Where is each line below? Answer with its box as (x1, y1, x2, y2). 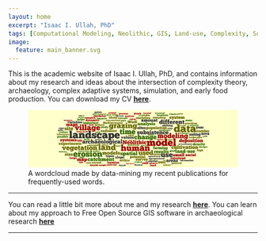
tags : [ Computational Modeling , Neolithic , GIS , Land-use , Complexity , (8, 29, 249, 37)
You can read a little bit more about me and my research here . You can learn (8, 200, 257, 209)
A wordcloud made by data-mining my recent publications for (28, 169, 229, 178)
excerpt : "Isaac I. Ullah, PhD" (8, 21, 115, 29)
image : (8, 38, 30, 46)
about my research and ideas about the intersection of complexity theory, (8, 78, 248, 87)
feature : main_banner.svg (15, 46, 101, 55)
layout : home (8, 13, 51, 21)
